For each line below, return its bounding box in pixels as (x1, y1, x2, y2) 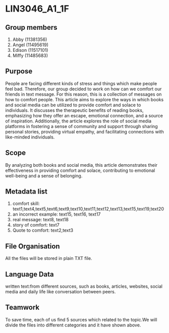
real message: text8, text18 (12, 217, 69, 223)
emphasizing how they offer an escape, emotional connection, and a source (5, 112, 163, 118)
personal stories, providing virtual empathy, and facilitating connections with (5, 128, 164, 135)
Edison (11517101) (12, 47, 48, 53)
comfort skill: (12, 201, 40, 207)
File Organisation (5, 242, 60, 250)
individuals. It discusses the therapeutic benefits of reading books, (5, 107, 144, 113)
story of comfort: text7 (12, 222, 60, 228)
